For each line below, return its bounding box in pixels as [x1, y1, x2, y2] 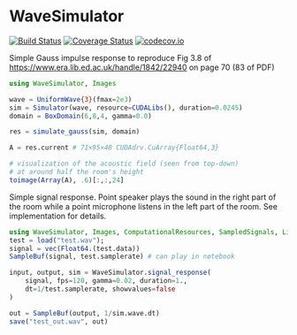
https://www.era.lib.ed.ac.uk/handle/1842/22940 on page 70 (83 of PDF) [9, 62, 276, 72]
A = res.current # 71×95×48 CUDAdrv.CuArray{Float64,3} [9, 143, 219, 152]
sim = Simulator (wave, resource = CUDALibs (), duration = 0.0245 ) [9, 103, 243, 112]
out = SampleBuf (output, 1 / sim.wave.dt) [9, 308, 161, 317]
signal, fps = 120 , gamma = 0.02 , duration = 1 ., [25, 277, 188, 286]
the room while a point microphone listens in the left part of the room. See [9, 201, 278, 211]
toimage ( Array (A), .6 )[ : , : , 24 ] [9, 175, 125, 185]
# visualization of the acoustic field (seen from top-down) [9, 159, 240, 169]
